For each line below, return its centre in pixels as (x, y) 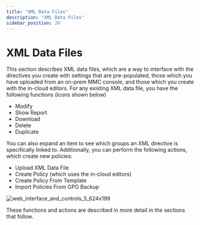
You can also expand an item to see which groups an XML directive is (92, 143)
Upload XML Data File (42, 168)
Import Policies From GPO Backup (57, 187)
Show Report (31, 113)
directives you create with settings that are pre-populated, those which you (99, 76)
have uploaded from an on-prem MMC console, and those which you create (100, 82)
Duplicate (27, 132)
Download (28, 119)
